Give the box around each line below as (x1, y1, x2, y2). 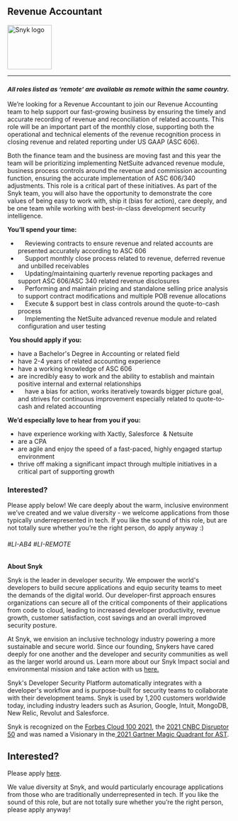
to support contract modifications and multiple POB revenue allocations (17, 292, 227, 301)
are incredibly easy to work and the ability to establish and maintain (17, 372, 215, 381)
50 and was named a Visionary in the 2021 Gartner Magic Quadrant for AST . (7, 730, 229, 738)
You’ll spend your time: (7, 225, 77, 234)
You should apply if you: (8, 336, 82, 345)
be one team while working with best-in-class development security (7, 204, 206, 213)
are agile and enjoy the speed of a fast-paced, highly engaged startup (17, 445, 222, 453)
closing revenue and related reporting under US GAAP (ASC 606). (7, 138, 200, 146)
